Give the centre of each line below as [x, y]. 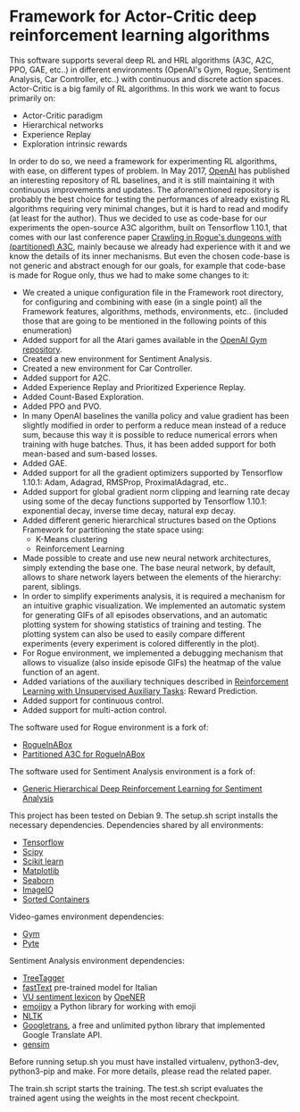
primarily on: [33, 98]
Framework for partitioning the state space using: [113, 530]
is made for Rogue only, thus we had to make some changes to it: [129, 275]
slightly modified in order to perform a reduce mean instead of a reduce [154, 425]
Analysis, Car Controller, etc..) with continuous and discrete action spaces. [146, 79]
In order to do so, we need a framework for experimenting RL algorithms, [143, 161]
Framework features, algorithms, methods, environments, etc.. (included [155, 311]
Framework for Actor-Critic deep [133, 17]
